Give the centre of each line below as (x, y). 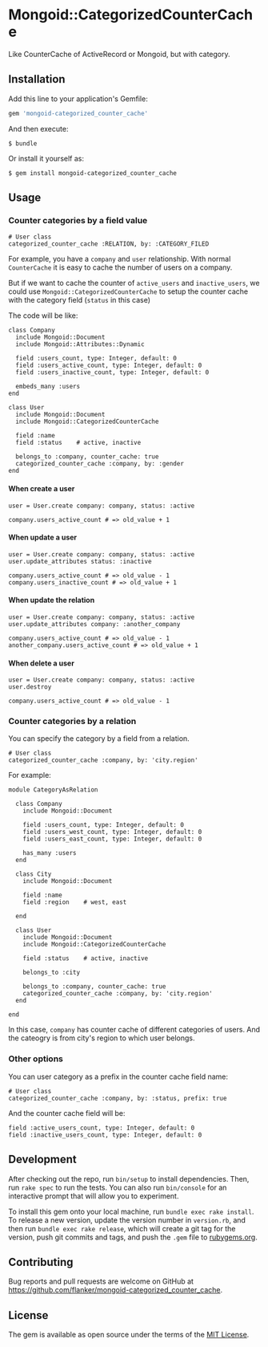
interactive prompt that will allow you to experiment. (94, 1196)
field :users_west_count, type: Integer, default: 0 (112, 832)
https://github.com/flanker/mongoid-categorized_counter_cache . (116, 1290)
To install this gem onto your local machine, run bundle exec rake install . (131, 1211)
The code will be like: (43, 315)
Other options (36, 1059)
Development (43, 1160)
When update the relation (52, 600)
